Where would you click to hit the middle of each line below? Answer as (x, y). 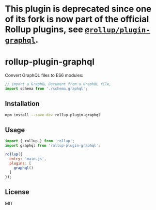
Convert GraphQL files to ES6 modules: (44, 75)
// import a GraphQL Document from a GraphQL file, (58, 84)
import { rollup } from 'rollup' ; (40, 141)
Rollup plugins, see (44, 30)
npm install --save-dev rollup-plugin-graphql (53, 115)
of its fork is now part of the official (77, 19)
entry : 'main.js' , (28, 159)
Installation (22, 104)
